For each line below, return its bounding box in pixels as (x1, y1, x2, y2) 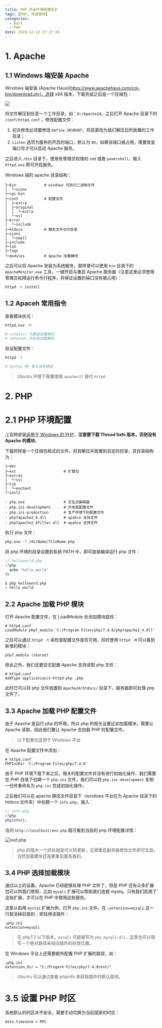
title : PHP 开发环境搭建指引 (5, 7, 58, 12)
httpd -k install (5, 285, 40, 290)
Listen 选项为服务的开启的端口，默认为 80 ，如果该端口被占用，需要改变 (12, 139, 155, 145)
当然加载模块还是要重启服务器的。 (16, 853, 85, 859)
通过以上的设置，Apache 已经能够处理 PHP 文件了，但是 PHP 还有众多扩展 (5, 882, 154, 888)
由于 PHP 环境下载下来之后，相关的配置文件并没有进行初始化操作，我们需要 (5, 770, 157, 776)
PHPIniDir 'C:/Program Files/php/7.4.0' (5, 761, 88, 766)
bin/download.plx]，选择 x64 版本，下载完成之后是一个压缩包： (5, 91, 132, 97)
